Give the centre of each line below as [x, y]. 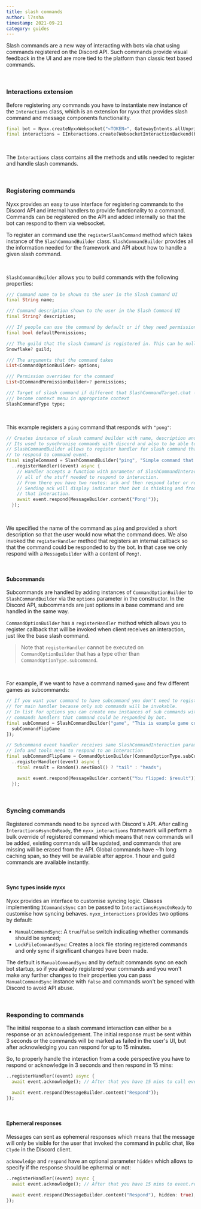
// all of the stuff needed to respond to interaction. [88, 477]
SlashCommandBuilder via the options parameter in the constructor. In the [95, 599]
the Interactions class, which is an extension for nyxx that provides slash [97, 111]
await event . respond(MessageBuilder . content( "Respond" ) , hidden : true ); [104, 1195]
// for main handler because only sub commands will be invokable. [92, 706]
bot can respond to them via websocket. [56, 223]
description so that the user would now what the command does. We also [97, 535]
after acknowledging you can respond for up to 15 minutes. [79, 1047]
